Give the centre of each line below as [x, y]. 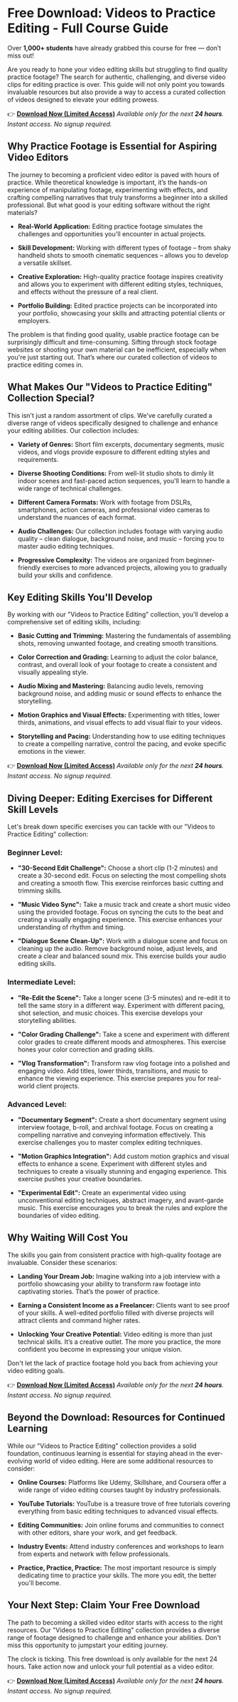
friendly [29, 567]
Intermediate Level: [42, 982]
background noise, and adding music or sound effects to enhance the [120, 694]
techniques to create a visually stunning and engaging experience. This [122, 1172]
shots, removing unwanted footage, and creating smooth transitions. [118, 643]
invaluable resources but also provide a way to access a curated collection [117, 92]
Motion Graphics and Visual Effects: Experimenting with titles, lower [119, 715]
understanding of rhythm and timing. [71, 928]
